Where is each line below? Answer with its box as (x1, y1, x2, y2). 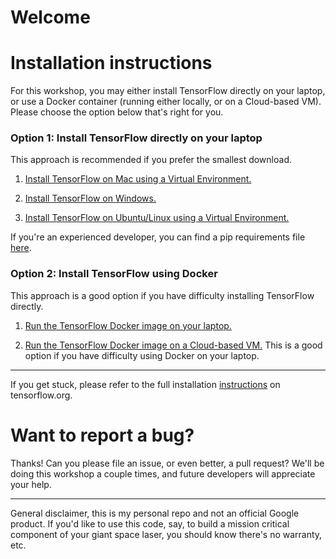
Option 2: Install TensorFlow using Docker (10, 267, 218, 281)
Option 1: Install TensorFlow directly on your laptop (10, 131, 263, 145)
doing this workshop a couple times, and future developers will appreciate (10, 467, 316, 480)
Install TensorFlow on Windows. (24, 192, 157, 205)
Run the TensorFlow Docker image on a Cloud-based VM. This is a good (24, 339, 323, 351)
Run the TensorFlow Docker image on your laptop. (24, 319, 232, 331)
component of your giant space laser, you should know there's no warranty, (10, 528, 323, 540)
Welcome (10, 6, 91, 29)
